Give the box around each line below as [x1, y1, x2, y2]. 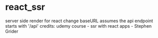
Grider [5, 28, 19, 34]
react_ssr [5, 1, 45, 13]
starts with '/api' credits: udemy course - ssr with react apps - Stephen [5, 23, 152, 29]
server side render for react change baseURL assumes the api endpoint [5, 18, 153, 24]
